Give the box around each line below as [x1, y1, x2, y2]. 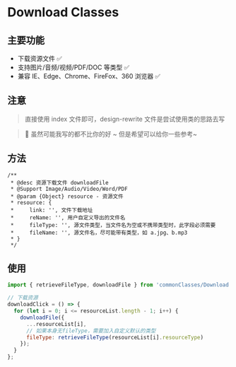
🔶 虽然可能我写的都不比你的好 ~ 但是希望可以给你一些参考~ [24, 129, 198, 138]
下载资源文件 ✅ [17, 54, 62, 62]
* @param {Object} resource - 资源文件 [10, 192, 124, 200]
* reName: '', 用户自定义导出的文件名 [10, 214, 126, 221]
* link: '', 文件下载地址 [10, 206, 93, 214]
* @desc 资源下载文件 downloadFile [10, 179, 109, 186]
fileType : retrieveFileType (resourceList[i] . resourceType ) [25, 334, 203, 341]
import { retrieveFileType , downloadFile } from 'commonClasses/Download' [7, 281, 232, 289]
